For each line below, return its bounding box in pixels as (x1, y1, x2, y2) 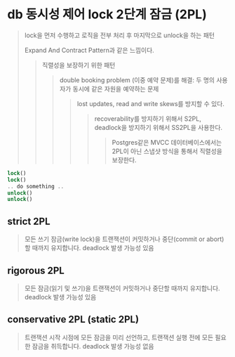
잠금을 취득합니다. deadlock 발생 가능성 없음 (32, 342, 154, 350)
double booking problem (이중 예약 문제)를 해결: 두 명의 (59, 75, 215, 84)
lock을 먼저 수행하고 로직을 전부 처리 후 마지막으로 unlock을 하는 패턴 (24, 31, 215, 39)
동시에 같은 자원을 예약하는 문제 (72, 84, 159, 93)
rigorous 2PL (7, 264, 65, 276)
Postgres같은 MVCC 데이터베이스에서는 (112, 138, 222, 146)
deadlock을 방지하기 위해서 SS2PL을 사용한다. (94, 123, 223, 131)
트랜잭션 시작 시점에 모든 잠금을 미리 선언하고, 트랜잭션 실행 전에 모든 (24, 333, 214, 342)
